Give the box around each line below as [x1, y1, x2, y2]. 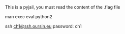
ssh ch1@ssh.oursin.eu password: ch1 [5, 23, 82, 29]
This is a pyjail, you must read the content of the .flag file [5, 4, 121, 10]
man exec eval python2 [5, 14, 53, 19]
